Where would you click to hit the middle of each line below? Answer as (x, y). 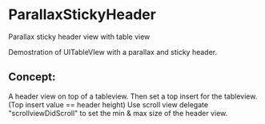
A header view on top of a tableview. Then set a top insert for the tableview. (133, 96)
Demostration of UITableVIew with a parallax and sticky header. (113, 52)
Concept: (32, 77)
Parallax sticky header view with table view (79, 37)
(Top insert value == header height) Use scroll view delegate (108, 104)
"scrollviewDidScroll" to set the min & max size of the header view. (118, 113)
